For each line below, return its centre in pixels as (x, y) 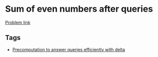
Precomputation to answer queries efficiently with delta (69, 49)
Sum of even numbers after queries (79, 9)
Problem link (18, 22)
